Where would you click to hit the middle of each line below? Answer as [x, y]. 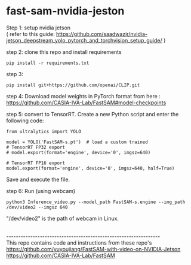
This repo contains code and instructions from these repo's [79, 243]
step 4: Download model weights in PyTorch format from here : [84, 96]
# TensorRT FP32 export [36, 147]
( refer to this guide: [30, 34]
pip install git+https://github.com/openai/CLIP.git [73, 85]
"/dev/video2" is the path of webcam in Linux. [63, 218]
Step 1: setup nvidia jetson [38, 28]
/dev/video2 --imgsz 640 [37, 207]
